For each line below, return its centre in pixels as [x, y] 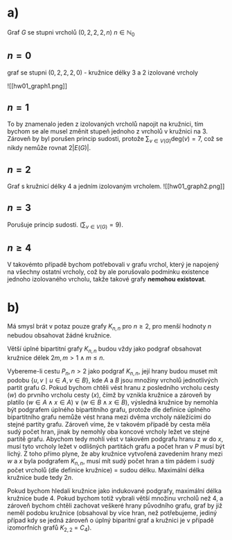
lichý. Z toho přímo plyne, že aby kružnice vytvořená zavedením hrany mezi [115, 454]
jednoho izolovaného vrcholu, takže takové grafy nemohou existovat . [107, 279]
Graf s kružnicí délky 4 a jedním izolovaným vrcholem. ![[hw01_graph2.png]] [116, 186]
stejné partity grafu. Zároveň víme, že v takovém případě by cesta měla [109, 424]
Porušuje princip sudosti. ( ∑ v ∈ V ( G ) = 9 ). [65, 225]
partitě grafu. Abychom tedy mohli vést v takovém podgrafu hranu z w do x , [115, 439]
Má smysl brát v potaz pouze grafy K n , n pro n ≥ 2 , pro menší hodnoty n [109, 327]
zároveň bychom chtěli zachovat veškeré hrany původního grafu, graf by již [115, 505]
